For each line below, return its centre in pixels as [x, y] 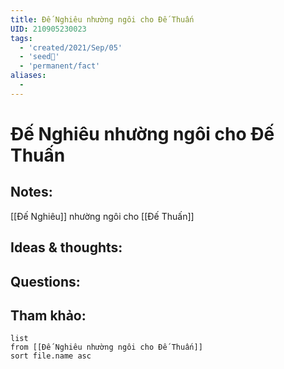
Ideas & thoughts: [66, 247]
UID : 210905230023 [48, 29]
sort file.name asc [51, 356]
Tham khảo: [48, 315]
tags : [21, 38]
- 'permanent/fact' [60, 66]
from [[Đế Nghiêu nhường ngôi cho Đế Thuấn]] [106, 347]
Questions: [45, 281]
